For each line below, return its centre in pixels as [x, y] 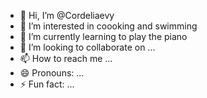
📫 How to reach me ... [66, 58]
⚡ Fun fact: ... [47, 84]
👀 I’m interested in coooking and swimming [108, 26]
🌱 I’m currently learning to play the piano [103, 36]
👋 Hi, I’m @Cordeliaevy [67, 15]
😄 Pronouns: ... [52, 73]
